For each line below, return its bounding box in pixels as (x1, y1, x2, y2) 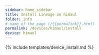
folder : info (5, 16, 32, 21)
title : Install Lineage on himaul (5, 12, 77, 17)
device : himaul (5, 30, 37, 35)
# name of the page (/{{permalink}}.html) (5, 21, 95, 26)
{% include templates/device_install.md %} (5, 44, 94, 50)
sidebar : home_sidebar (5, 7, 52, 12)
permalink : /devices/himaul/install (5, 26, 81, 31)
